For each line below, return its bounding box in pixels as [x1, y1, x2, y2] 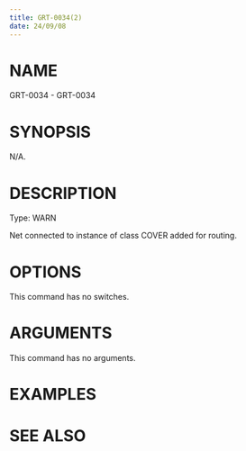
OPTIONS [9, 262, 82, 282]
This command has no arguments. [9, 353, 136, 364]
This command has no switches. [9, 292, 130, 302]
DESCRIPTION [9, 183, 117, 203]
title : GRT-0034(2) [9, 13, 83, 23]
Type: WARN [9, 212, 57, 223]
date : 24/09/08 [9, 22, 67, 31]
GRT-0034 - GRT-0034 [9, 90, 96, 101]
